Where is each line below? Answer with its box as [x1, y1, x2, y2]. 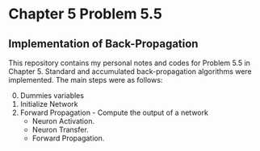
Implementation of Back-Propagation [8, 37, 199, 51]
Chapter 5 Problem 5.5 [8, 5, 163, 23]
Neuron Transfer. [31, 125, 89, 134]
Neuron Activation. [31, 116, 95, 125]
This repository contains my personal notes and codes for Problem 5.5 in [8, 58, 250, 67]
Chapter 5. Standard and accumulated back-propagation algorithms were [8, 67, 252, 76]
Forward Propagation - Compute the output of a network [19, 108, 208, 117]
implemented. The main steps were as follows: [8, 75, 163, 84]
